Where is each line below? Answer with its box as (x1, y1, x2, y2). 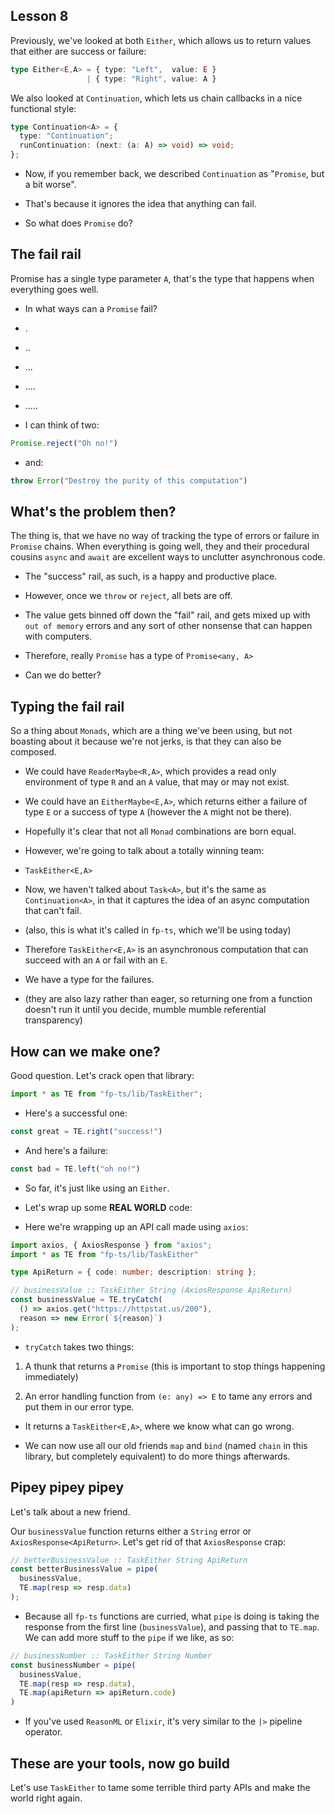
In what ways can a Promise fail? (24, 302, 158, 314)
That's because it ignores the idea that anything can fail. (24, 198, 257, 210)
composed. (10, 746, 57, 758)
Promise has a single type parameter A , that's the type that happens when (10, 272, 315, 284)
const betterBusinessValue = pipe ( (10, 1564, 159, 1574)
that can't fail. (24, 905, 82, 917)
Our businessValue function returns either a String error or (10, 1525, 252, 1537)
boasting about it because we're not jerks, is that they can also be (10, 735, 282, 748)
